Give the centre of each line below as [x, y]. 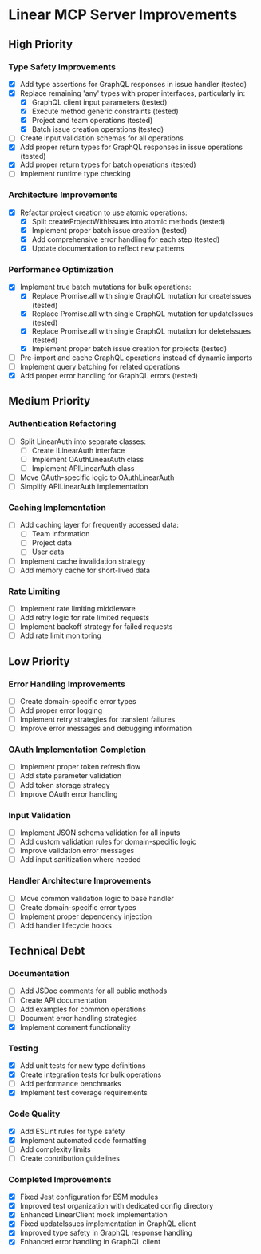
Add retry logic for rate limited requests [85, 617]
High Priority [41, 44]
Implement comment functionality [75, 1027]
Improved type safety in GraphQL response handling [106, 1233]
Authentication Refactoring [62, 424]
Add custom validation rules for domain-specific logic [108, 842]
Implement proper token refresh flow [80, 767]
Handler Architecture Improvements [80, 881]
